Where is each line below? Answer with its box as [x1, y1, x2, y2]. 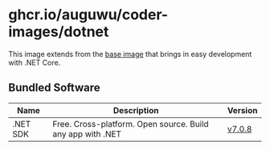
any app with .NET [52, 128, 122, 140]
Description [112, 104, 159, 116]
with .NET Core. [8, 58, 61, 67]
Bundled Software [8, 81, 100, 95]
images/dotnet [8, 22, 109, 41]
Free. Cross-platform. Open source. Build [52, 118, 209, 129]
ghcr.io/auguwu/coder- [8, 6, 169, 24]
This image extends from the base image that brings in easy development [8, 49, 252, 59]
